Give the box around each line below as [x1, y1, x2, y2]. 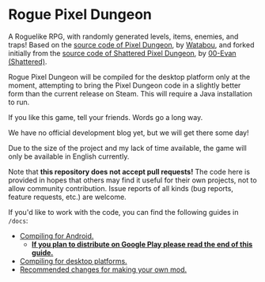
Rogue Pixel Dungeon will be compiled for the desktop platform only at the [8, 72, 251, 81]
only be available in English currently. [8, 152, 130, 161]
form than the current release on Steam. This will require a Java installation [8, 88, 253, 98]
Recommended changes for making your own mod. [19, 265, 187, 274]
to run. [8, 97, 30, 107]
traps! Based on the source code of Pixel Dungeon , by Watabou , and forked [8, 39, 255, 49]
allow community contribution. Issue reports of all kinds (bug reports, [8, 183, 233, 193]
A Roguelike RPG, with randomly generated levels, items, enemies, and [8, 32, 239, 41]
